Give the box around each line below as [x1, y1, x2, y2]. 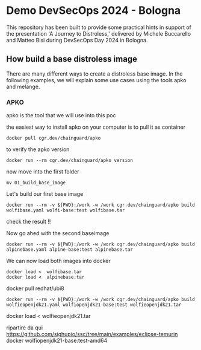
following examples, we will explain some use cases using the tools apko [6, 76, 187, 83]
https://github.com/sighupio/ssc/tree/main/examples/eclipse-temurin [6, 331, 178, 338]
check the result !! [6, 218, 51, 225]
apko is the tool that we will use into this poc [6, 112, 116, 119]
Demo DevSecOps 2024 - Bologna [6, 4, 181, 18]
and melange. [6, 83, 40, 90]
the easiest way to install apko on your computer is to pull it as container [6, 123, 185, 131]
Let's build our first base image [6, 190, 84, 198]
